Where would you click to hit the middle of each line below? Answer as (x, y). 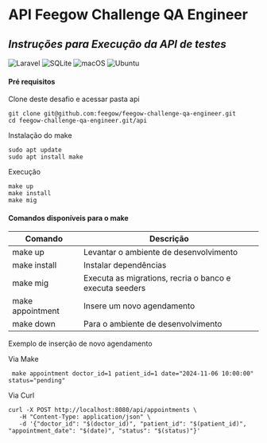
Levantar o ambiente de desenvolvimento (161, 253)
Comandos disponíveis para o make (68, 218)
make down (34, 324)
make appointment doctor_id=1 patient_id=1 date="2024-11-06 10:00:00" (133, 374)
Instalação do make (41, 135)
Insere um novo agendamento (139, 306)
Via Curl (21, 395)
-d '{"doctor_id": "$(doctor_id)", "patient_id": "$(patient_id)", (133, 424)
